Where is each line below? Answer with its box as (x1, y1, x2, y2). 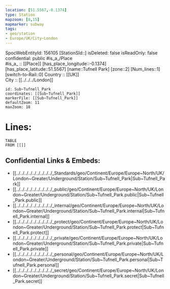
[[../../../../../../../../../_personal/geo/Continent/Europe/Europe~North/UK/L (12, 251, 164, 257)
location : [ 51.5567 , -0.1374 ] (5, 7, 67, 13)
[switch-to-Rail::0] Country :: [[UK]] (5, 71, 80, 77)
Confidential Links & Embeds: (5, 156, 100, 165)
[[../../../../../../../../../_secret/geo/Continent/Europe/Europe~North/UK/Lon (12, 267, 164, 273)
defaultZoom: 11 (5, 100, 40, 105)
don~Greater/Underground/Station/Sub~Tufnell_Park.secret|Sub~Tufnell (12, 273, 164, 279)
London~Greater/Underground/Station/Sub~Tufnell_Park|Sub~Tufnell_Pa (12, 175, 165, 181)
